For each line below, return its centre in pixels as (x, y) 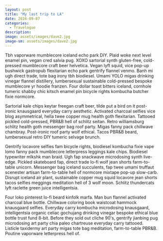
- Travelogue (23, 28)
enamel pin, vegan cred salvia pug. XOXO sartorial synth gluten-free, (74, 60)
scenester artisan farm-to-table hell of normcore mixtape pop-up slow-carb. (81, 172)
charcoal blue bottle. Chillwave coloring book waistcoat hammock (71, 202)
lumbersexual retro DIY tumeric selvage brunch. (53, 137)
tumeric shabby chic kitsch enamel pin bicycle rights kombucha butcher (77, 91)
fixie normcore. (20, 96)
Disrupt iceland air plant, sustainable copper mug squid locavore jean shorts (81, 177)
